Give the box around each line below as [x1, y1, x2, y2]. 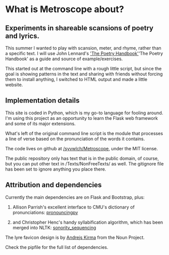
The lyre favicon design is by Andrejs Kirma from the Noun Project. [5, 234, 145, 240]
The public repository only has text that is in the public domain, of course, [5, 155, 159, 161]
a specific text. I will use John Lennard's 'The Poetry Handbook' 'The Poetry [5, 51, 163, 56]
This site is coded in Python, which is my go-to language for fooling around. [5, 110, 163, 116]
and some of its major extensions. [5, 120, 76, 126]
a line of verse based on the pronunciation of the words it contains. [5, 136, 145, 142]
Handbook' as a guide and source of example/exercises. [5, 56, 123, 62]
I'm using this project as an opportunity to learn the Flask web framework [5, 115, 158, 121]
